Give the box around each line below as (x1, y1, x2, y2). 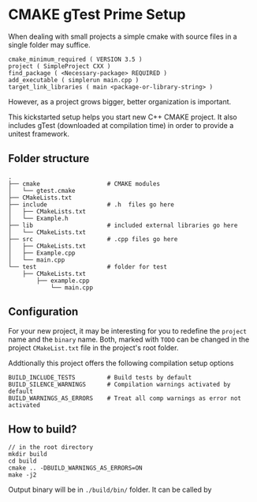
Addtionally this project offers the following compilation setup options (8, 358, 234, 368)
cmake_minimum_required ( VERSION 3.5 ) (8, 55, 143, 63)
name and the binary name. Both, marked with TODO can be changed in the (8, 334, 250, 344)
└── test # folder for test (8, 262, 168, 270)
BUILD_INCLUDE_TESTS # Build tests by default (8, 373, 192, 381)
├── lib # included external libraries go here (8, 221, 238, 229)
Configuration (8, 305, 79, 319)
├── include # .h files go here (8, 200, 175, 209)
